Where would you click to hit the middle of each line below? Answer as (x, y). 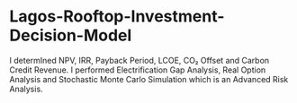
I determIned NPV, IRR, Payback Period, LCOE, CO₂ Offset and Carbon (139, 60)
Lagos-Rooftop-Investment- (117, 17)
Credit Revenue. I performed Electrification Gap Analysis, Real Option (138, 70)
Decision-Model (71, 35)
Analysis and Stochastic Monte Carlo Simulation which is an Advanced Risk (149, 79)
